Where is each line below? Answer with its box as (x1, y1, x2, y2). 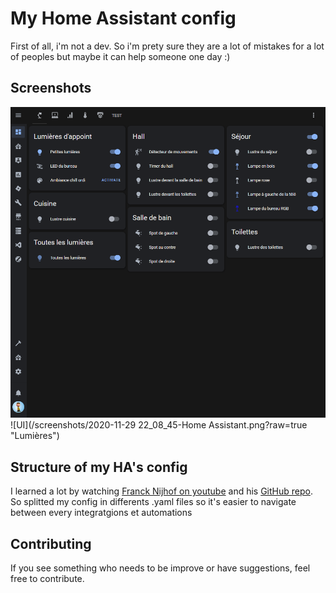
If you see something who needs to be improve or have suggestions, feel (10, 562, 311, 574)
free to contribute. (10, 573, 85, 585)
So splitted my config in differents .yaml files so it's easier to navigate (10, 496, 297, 508)
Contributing (10, 535, 92, 552)
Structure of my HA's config (10, 458, 188, 476)
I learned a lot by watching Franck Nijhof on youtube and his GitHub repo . (10, 485, 313, 497)
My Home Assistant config (10, 7, 237, 30)
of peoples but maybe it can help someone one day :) (10, 50, 231, 62)
